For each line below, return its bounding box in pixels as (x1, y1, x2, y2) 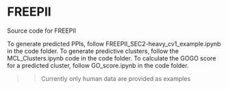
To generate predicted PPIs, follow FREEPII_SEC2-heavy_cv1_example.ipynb (7, 39, 221, 48)
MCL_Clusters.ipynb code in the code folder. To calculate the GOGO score (7, 54, 216, 62)
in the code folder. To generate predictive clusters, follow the (7, 47, 179, 55)
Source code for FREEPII (7, 26, 77, 35)
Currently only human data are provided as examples (40, 74, 191, 82)
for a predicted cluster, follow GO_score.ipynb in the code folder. (7, 61, 190, 69)
